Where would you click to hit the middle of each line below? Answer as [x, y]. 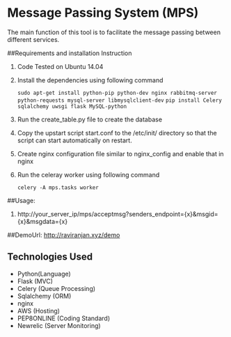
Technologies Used [50, 257]
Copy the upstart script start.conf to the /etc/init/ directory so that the [117, 133]
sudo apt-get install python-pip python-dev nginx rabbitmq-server [117, 93]
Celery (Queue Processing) [56, 288]
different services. [33, 39]
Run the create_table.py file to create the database [89, 119]
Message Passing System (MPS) [103, 13]
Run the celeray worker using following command [88, 174]
